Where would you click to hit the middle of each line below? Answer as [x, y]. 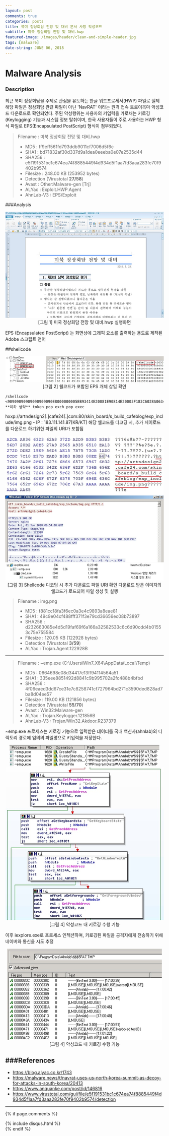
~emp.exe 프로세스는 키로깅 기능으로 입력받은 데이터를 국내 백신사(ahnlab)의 [81, 731]
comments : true [21, 16]
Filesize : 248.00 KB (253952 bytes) [62, 173]
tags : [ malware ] [22, 43]
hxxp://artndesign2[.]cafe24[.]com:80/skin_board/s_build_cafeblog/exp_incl [84, 416]
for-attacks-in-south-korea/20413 [48, 1083]
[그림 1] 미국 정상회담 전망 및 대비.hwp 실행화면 [84, 322]
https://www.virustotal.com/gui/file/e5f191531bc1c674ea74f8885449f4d [87, 1094]
